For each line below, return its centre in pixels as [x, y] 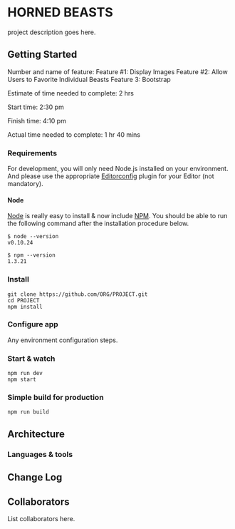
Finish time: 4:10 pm [37, 120]
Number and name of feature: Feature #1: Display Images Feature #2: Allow [117, 71]
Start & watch [31, 359]
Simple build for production [56, 398]
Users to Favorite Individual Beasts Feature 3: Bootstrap [89, 79]
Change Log [35, 477]
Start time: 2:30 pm [36, 107]
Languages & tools [40, 454]
